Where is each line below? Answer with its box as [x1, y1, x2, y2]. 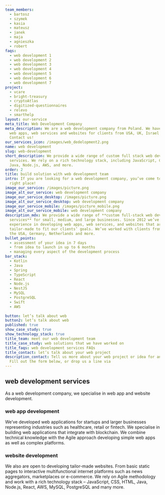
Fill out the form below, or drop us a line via [9, 359, 111, 364]
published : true [5, 322, 38, 327]
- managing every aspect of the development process [9, 249, 120, 255]
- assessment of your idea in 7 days [9, 240, 87, 245]
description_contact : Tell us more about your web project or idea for [5, 354, 155, 359]
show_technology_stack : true [5, 332, 65, 337]
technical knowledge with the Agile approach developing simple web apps [5, 435, 156, 440]
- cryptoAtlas [9, 99, 38, 104]
